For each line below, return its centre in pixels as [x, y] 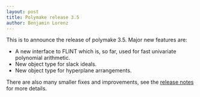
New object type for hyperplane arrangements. [73, 71]
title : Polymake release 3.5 [43, 17]
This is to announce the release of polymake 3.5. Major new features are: [97, 40]
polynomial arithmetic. [42, 58]
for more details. [27, 89]
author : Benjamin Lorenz [37, 23]
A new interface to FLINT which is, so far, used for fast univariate [95, 51]
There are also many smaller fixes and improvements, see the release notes [100, 82]
